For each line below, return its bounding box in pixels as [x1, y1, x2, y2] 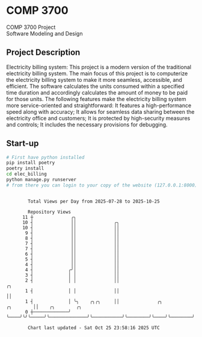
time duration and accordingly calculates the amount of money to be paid [6, 88, 188, 96]
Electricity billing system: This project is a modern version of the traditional [6, 63, 191, 70]
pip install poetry [6, 160, 55, 166]
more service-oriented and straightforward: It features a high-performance [6, 102, 192, 109]
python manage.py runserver [6, 177, 77, 183]
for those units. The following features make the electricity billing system [6, 95, 186, 102]
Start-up [6, 138, 39, 149]
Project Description [6, 48, 81, 58]
